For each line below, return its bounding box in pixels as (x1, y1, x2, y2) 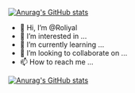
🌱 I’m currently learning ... (19, 40, 105, 49)
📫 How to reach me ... (19, 57, 94, 67)
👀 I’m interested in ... (19, 32, 87, 41)
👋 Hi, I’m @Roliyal (19, 23, 78, 32)
